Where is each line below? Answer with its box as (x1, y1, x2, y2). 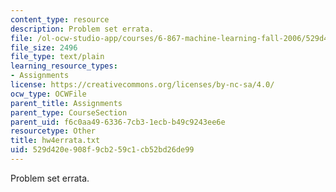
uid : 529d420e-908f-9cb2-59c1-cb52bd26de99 (10, 145, 195, 155)
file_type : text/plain (10, 52, 105, 62)
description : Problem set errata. (10, 24, 155, 34)
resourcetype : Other (10, 126, 97, 136)
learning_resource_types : (10, 61, 118, 71)
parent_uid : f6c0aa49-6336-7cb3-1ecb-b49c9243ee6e (10, 117, 226, 127)
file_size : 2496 (10, 42, 78, 53)
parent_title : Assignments (10, 98, 123, 108)
